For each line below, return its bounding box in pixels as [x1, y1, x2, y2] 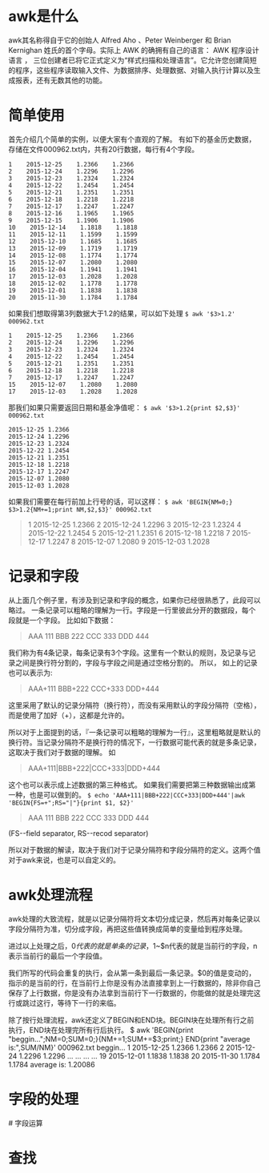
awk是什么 [8, 7, 79, 26]
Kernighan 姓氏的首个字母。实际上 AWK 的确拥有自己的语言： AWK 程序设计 [8, 45, 259, 54]
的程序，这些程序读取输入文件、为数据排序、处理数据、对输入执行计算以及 [8, 65, 254, 74]
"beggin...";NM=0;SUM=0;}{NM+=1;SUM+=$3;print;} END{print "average [8, 1034, 251, 1043]
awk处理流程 [8, 886, 94, 904]
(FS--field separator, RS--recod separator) [8, 828, 149, 838]
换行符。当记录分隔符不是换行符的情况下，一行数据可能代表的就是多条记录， [8, 737, 261, 747]
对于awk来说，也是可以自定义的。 [8, 854, 121, 865]
